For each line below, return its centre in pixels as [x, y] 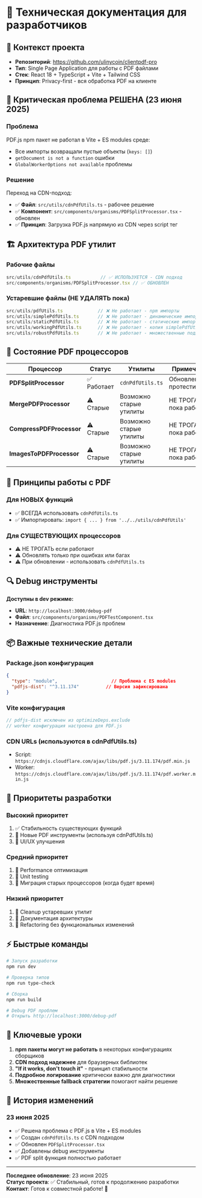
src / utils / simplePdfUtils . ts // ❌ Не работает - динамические [94, 316]
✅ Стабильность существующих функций [68, 828]
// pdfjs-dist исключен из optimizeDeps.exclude [68, 720]
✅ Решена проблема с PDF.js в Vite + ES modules [78, 1131]
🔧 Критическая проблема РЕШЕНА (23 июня [94, 100]
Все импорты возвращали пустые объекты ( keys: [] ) [84, 151]
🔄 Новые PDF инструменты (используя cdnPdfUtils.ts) [84, 835]
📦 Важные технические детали [69, 643]
